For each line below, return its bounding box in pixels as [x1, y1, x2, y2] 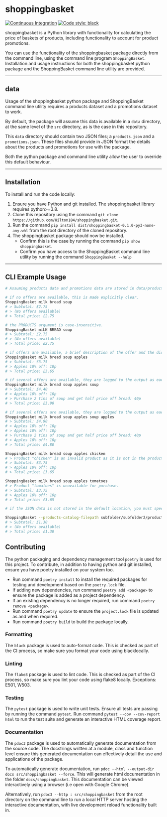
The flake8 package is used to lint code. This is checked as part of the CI [5, 672, 156, 678]
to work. [5, 109, 22, 115]
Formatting [5, 631, 33, 638]
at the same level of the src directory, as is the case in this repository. [5, 124, 148, 130]
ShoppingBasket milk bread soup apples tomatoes [5, 479, 108, 484]
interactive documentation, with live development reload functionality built [5, 802, 157, 808]
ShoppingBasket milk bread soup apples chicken [5, 451, 106, 456]
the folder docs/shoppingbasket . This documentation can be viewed [5, 776, 143, 782]
